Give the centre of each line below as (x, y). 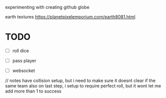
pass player (24, 61)
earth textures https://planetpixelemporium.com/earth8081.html (70, 17)
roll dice (21, 50)
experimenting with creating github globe (47, 7)
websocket (24, 71)
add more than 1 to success (33, 91)
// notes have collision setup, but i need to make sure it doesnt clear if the (80, 81)
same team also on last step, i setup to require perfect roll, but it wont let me (83, 86)
